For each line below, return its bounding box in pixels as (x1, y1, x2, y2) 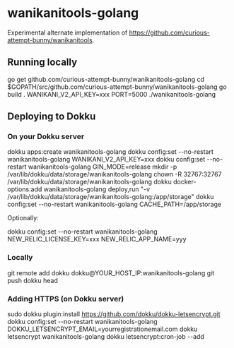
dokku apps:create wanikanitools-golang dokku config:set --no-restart (7, 148, 214, 156)
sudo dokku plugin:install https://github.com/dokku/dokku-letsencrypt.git (7, 310, 221, 318)
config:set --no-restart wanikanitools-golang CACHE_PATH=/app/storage (7, 200, 222, 209)
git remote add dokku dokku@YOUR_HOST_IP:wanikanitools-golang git (7, 268, 215, 277)
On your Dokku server (7, 132, 85, 142)
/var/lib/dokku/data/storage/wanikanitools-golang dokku (7, 178, 172, 186)
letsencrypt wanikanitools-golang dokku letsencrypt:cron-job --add (7, 332, 205, 341)
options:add (7, 185, 42, 193)
